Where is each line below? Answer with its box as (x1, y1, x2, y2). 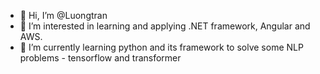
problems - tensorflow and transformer (19, 52, 182, 64)
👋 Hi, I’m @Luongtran (19, 10, 108, 21)
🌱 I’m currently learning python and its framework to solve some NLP (19, 41, 304, 53)
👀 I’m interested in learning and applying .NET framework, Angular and (19, 20, 311, 32)
